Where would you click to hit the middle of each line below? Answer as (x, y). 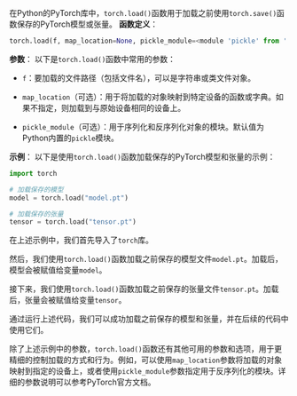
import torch (33, 173)
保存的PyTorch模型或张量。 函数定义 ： (87, 24)
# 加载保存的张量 (36, 214)
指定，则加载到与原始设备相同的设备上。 (112, 107)
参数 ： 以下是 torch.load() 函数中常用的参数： (92, 59)
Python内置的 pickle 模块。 (70, 138)
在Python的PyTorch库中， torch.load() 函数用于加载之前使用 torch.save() (143, 13)
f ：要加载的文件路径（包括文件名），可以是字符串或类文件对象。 (138, 77)
